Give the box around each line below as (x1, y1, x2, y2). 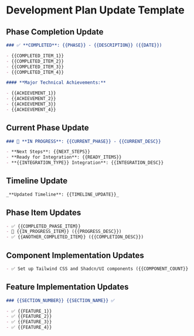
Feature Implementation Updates (6, 282, 129, 292)
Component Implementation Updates (6, 250, 145, 260)
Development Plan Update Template (6, 4, 185, 17)
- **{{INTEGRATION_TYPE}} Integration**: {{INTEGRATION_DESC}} (6, 160, 164, 166)
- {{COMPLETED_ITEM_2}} (6, 58, 64, 64)
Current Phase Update (6, 123, 89, 133)
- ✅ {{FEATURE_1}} (6, 308, 52, 314)
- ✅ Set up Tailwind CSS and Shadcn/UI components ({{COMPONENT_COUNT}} (6, 266, 189, 272)
